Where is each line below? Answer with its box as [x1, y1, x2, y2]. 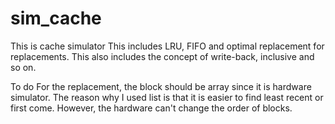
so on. [10, 61, 37, 73]
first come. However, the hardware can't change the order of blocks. [10, 102, 293, 114]
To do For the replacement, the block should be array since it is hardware [10, 80, 312, 92]
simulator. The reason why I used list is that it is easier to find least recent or [10, 91, 324, 103]
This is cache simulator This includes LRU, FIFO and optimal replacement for [10, 40, 325, 52]
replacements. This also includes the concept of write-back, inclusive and [10, 50, 315, 62]
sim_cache [10, 7, 102, 30]
